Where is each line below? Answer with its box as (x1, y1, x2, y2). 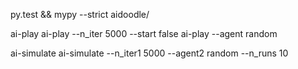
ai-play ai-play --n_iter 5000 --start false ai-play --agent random (10, 28, 278, 39)
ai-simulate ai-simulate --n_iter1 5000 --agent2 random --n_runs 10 (10, 47, 289, 59)
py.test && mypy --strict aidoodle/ (10, 9, 150, 20)
